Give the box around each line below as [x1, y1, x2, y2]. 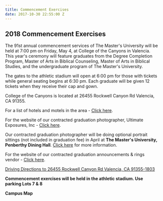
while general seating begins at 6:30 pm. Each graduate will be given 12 [5, 78, 150, 84]
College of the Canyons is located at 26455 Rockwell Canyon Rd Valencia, [5, 93, 155, 99]
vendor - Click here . [5, 157, 46, 163]
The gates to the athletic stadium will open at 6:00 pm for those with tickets [5, 73, 158, 79]
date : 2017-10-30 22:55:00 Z [5, 12, 65, 17]
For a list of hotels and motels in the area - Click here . [5, 108, 114, 113]
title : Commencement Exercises [5, 7, 69, 12]
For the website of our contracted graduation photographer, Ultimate [5, 117, 143, 123]
